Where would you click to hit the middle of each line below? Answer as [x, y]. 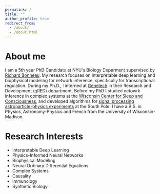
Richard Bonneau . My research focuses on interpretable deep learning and [80, 75]
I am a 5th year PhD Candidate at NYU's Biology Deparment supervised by [80, 70]
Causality [21, 176]
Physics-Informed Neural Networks [48, 155]
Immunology [25, 181]
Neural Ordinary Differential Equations [50, 165]
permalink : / [18, 10]
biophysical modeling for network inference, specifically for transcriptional [80, 80]
